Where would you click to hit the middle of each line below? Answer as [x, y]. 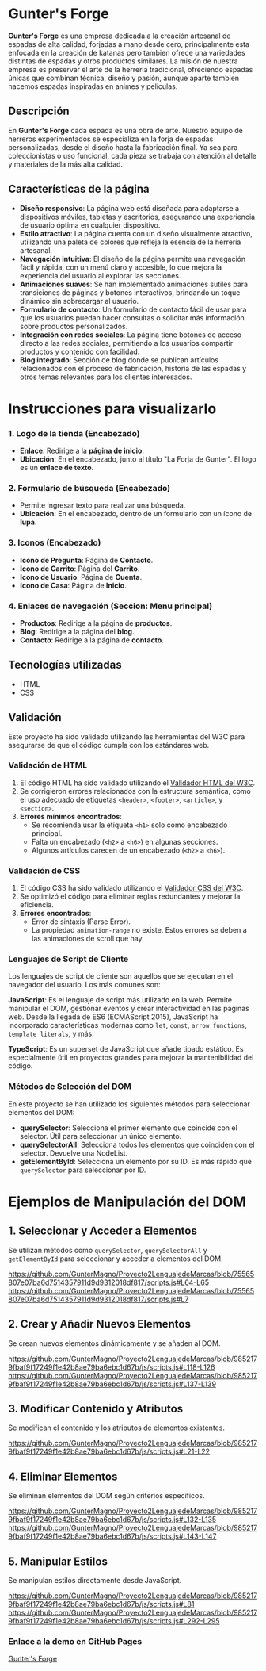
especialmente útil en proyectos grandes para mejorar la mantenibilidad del [131, 1058]
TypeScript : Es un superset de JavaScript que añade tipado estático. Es [126, 1049]
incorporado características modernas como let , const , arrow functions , [127, 1025]
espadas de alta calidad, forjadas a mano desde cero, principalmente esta [129, 44]
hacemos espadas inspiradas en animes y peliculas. [93, 86]
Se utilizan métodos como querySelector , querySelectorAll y [108, 1250]
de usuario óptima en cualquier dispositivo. [90, 225]
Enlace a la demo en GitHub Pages [75, 1641]
